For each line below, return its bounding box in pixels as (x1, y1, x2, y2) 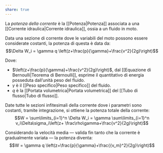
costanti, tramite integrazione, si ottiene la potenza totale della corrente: (5, 107, 150, 113)
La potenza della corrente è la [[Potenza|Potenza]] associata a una (5, 20, 140, 26)
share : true (5, 7, 29, 12)
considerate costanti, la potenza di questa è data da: (5, 40, 111, 46)
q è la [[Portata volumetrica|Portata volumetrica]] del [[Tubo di (12, 87, 138, 93)
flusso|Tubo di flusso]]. (12, 93, 59, 98)
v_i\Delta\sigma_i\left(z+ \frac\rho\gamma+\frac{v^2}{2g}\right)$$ (15, 120, 149, 126)
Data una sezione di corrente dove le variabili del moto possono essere (5, 35, 148, 41)
